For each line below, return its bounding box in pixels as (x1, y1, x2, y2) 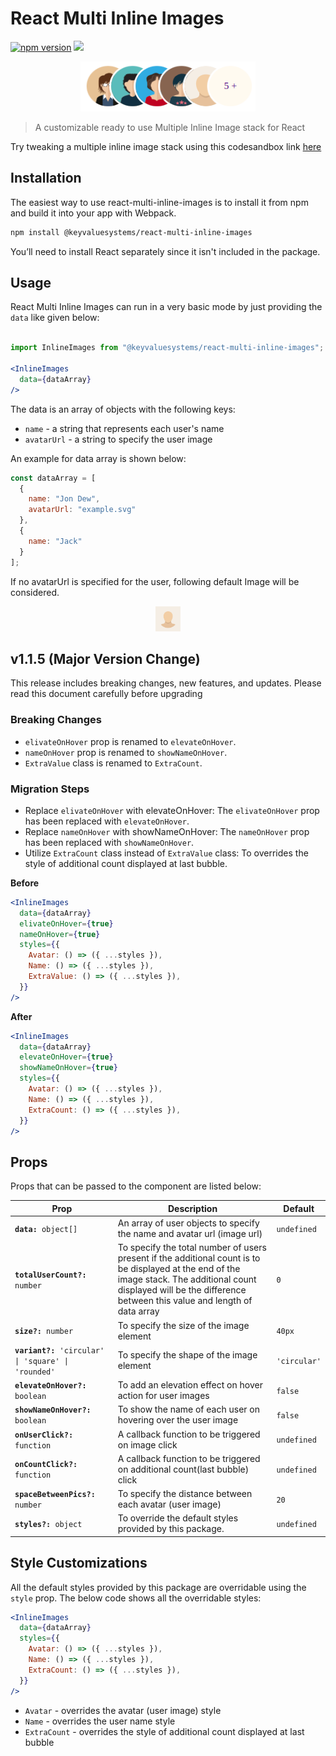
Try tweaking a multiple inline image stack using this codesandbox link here (10, 140, 322, 152)
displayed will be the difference (117, 1284, 247, 1296)
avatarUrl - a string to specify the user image (24, 433, 213, 445)
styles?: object (14, 1519, 83, 1529)
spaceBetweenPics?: (14, 1490, 96, 1500)
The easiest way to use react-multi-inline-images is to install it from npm (10, 196, 309, 208)
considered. (10, 586, 60, 598)
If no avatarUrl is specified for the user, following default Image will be (10, 575, 300, 587)
